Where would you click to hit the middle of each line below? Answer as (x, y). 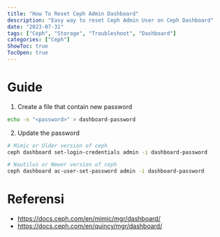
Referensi (36, 199)
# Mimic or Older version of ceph (58, 145)
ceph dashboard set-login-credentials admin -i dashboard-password (108, 152)
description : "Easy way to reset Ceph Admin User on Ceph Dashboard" (111, 20)
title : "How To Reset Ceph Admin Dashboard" (73, 14)
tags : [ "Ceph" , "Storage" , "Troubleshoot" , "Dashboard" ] (92, 33)
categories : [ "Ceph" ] (39, 40)
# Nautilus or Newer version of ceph (62, 165)
